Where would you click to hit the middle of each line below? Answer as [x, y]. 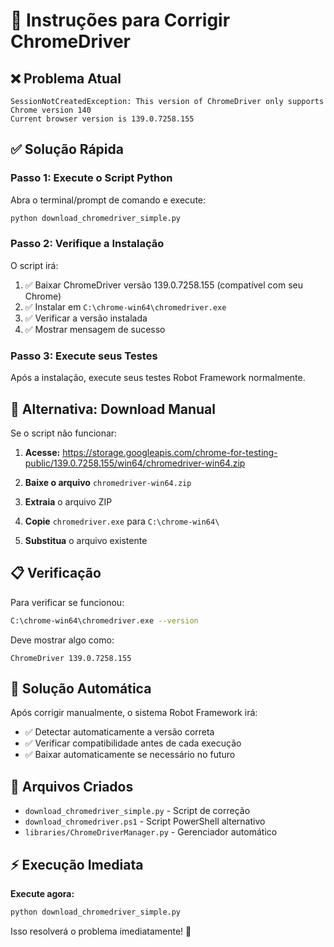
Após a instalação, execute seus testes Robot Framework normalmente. [158, 378]
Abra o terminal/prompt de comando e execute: [108, 200]
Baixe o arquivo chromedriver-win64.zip [108, 482]
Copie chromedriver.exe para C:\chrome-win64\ [122, 521]
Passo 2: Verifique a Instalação [87, 244]
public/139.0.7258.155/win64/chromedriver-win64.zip [135, 463]
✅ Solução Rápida [67, 149]
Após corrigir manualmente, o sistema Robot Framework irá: [134, 713]
